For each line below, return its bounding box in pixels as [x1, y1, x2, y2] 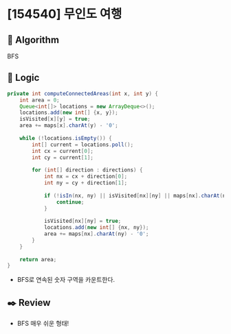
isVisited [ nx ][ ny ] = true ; [43, 217, 122, 225]
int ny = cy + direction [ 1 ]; [43, 180, 128, 187]
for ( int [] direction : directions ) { [32, 167, 143, 174]
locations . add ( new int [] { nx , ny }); [43, 224, 149, 231]
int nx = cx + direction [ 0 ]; [43, 173, 128, 180]
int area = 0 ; [19, 97, 60, 104]
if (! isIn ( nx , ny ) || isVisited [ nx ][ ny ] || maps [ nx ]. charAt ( [43, 192, 223, 199]
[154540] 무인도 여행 [7, 6, 122, 22]
